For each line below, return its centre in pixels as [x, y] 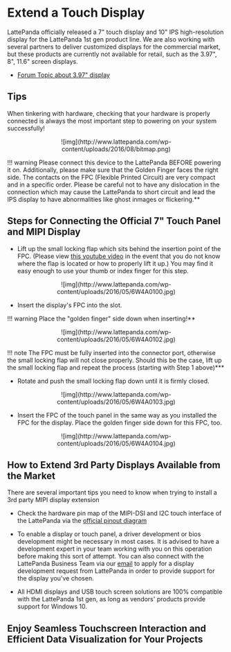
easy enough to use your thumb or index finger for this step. [103, 271]
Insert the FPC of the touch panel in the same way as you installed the [117, 415]
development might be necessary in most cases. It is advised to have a [118, 542]
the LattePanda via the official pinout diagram [82, 521]
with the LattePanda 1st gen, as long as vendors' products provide [111, 599]
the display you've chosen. [56, 578]
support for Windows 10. [52, 607]
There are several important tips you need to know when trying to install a [112, 492]
